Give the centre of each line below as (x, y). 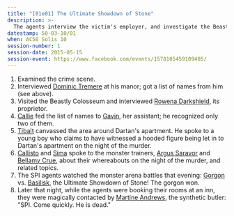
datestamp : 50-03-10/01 (42, 33)
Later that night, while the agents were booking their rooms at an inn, (116, 190)
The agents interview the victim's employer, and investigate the (112, 26)
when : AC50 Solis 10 (37, 40)
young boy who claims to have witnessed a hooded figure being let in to (120, 138)
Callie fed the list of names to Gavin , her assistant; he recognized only (118, 116)
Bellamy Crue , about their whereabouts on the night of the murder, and (119, 160)
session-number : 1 (34, 46)
